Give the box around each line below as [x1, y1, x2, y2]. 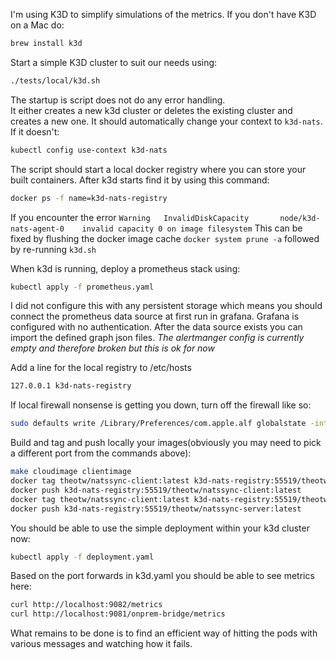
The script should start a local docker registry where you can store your [10, 163, 307, 175]
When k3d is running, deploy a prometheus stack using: [10, 262, 241, 274]
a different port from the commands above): [10, 447, 192, 459]
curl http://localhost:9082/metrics [10, 600, 163, 610]
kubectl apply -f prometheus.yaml [10, 282, 155, 292]
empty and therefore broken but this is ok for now [10, 342, 215, 354]
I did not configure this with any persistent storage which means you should [10, 300, 323, 312]
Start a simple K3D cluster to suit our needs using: [10, 56, 218, 68]
